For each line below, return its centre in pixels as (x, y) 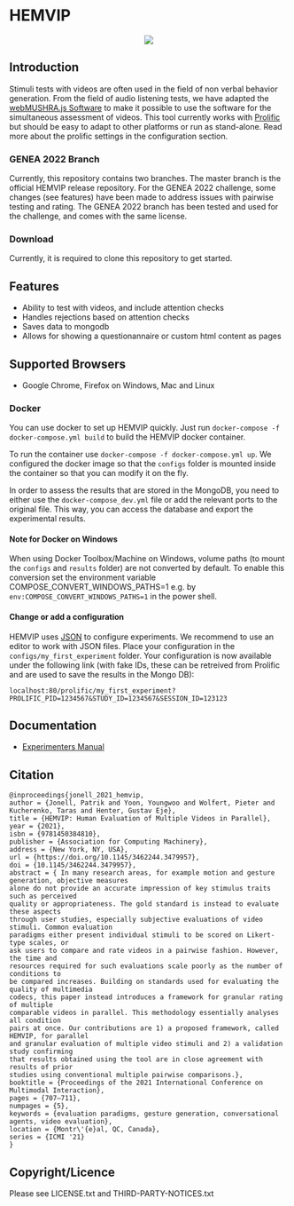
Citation (32, 775)
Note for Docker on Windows (63, 539)
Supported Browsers (68, 364)
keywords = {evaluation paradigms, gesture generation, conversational (144, 1114)
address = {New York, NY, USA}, (69, 850)
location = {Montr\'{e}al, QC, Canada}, (85, 1130)
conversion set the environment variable (83, 577)
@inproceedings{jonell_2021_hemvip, (77, 796)
